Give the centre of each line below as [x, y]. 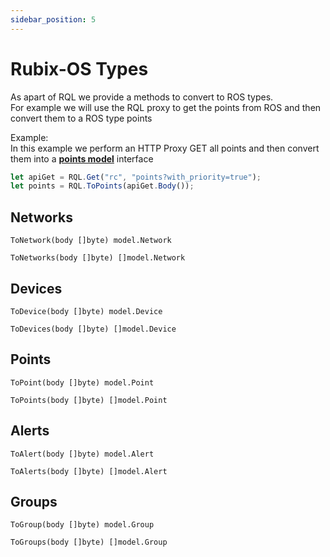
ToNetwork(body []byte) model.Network [91, 241]
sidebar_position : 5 [53, 19]
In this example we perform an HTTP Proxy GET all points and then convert [165, 148]
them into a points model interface [82, 158]
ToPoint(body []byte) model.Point [82, 382]
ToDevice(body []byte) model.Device [86, 311]
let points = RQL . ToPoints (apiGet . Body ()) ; [102, 186]
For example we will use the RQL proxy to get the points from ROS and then [166, 107]
